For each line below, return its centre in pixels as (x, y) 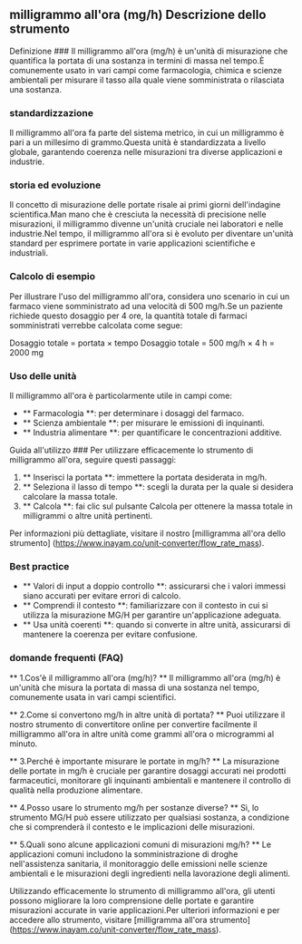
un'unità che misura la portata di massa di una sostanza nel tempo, (135, 687)
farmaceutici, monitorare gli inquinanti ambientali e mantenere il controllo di (151, 780)
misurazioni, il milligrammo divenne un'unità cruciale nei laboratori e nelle (146, 224)
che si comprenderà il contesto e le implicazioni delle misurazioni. (132, 827)
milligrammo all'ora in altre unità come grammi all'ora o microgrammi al (142, 734)
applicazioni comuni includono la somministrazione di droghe (124, 854)
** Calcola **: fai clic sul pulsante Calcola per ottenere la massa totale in (157, 506)
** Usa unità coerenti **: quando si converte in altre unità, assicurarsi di (156, 625)
